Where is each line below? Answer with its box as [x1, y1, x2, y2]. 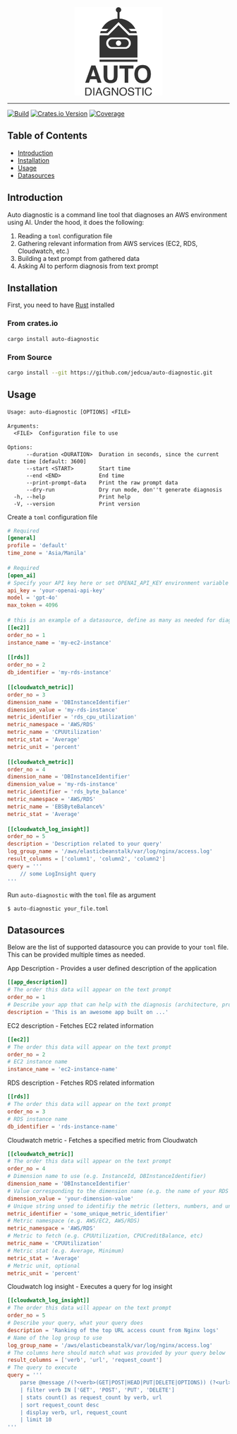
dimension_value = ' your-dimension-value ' [7, 1195, 134, 1202]
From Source [7, 352, 52, 362]
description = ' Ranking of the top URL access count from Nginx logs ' [7, 1327, 219, 1334]
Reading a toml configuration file [17, 231, 113, 240]
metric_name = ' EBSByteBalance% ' [7, 803, 106, 810]
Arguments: [7, 422, 39, 430]
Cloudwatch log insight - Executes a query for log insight [7, 1283, 173, 1291]
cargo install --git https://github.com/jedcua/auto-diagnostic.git [7, 369, 213, 376]
